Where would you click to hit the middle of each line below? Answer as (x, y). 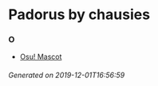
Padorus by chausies (79, 15)
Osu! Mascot (41, 57)
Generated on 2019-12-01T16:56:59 (67, 75)
